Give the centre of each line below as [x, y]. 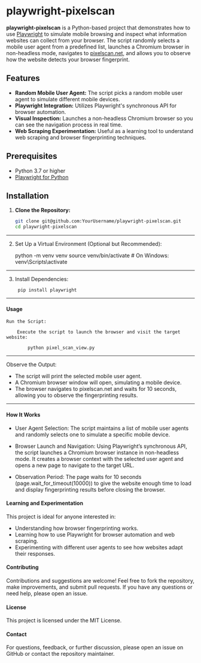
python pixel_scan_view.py [61, 348]
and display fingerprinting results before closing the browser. [90, 489]
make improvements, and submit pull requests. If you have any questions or [99, 587]
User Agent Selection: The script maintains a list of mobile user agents [102, 428]
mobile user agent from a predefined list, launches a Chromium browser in [98, 47]
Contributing [22, 567]
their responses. [35, 553]
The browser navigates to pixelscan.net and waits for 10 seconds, [96, 389]
